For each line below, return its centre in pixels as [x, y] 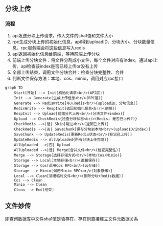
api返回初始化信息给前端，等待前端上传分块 [56, 54]
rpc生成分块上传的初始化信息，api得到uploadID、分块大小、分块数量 [81, 42]
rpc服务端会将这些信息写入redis [53, 47]
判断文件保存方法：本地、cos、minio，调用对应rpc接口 [68, 78]
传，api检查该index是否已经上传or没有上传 [55, 66]
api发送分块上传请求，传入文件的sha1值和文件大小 [63, 35]
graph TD [14, 88]
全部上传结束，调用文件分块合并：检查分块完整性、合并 [68, 72]
